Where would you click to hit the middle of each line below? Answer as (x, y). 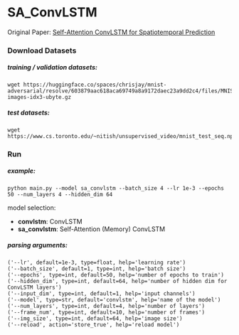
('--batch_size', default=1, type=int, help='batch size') (97, 268)
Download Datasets (42, 50)
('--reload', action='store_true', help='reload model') (94, 324)
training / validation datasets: (53, 68)
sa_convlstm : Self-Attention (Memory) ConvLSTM (91, 229)
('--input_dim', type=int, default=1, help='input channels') (101, 293)
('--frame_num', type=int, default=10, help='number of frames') (106, 312)
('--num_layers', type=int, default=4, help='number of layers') (106, 306)
